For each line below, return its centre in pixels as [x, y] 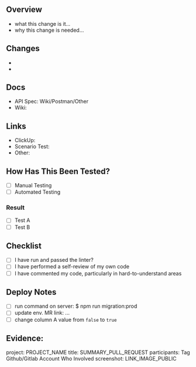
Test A [22, 220]
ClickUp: [25, 140]
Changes [23, 48]
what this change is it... [42, 23]
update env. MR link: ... [42, 313]
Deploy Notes [31, 292]
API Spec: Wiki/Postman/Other [51, 102]
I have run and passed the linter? [54, 260]
